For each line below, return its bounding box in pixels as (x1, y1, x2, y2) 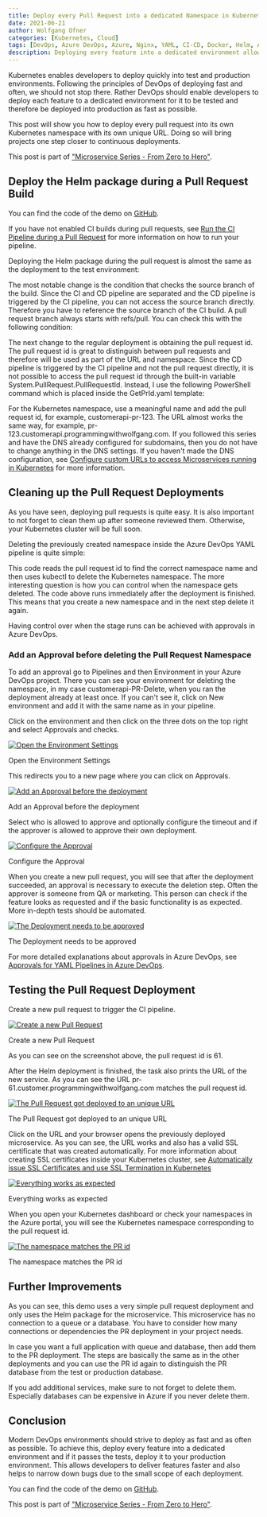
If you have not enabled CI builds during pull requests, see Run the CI (8, 223, 235, 233)
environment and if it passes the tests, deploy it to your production (8, 1452, 226, 1461)
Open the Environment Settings (8, 755, 111, 765)
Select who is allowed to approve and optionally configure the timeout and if (8, 817, 258, 827)
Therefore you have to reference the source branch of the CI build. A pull (8, 305, 247, 315)
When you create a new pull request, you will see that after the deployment (8, 871, 254, 881)
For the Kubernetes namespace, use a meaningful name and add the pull (8, 403, 246, 413)
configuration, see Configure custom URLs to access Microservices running (8, 454, 257, 464)
